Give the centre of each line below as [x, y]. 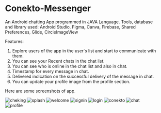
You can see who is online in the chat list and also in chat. [70, 66]
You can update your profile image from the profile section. [71, 81]
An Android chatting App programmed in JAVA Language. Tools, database [79, 22]
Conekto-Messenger [48, 8]
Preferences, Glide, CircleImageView [42, 32]
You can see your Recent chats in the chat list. [58, 61]
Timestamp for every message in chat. [50, 71]
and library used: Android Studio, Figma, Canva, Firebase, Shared [70, 27]
